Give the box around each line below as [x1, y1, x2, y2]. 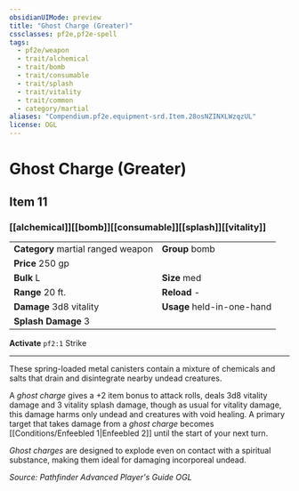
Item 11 [9, 194, 48, 209]
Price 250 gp [13, 257, 69, 270]
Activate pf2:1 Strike [9, 337, 87, 348]
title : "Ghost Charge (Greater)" [9, 21, 133, 30]
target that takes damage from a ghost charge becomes [9, 418, 214, 429]
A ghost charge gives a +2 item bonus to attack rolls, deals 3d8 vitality [9, 390, 268, 400]
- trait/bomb [17, 63, 66, 72]
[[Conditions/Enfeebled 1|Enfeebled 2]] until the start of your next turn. [9, 428, 269, 439]
